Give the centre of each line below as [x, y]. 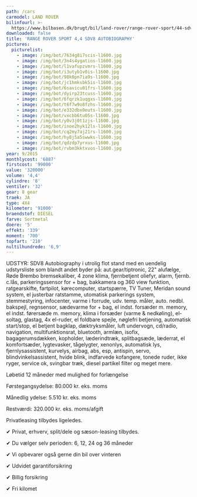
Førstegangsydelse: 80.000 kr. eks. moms [57, 386]
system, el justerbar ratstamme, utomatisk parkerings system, [81, 295]
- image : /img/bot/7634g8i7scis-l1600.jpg [69, 55]
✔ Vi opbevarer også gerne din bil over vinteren [64, 455]
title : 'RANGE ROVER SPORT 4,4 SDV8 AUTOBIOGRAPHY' [70, 39]
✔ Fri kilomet [22, 489]
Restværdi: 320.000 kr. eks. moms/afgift [55, 409]
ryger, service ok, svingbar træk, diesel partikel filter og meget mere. [89, 363]
